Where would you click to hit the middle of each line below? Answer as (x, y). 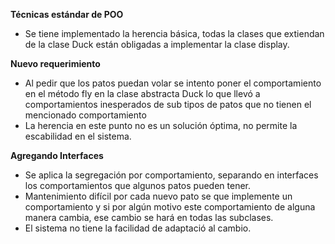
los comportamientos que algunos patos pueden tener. (138, 185)
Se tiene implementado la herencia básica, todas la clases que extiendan (174, 33)
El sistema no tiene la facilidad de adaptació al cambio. (138, 228)
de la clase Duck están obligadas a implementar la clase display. (157, 44)
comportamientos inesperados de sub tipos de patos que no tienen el (168, 104)
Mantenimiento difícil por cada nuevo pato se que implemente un (158, 196)
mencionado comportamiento (85, 115)
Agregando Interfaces (57, 155)
